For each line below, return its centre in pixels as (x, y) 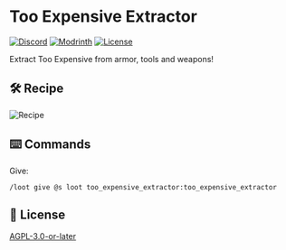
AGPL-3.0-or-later (43, 236)
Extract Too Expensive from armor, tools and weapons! (112, 59)
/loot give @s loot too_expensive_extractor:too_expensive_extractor (143, 187)
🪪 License (38, 214)
